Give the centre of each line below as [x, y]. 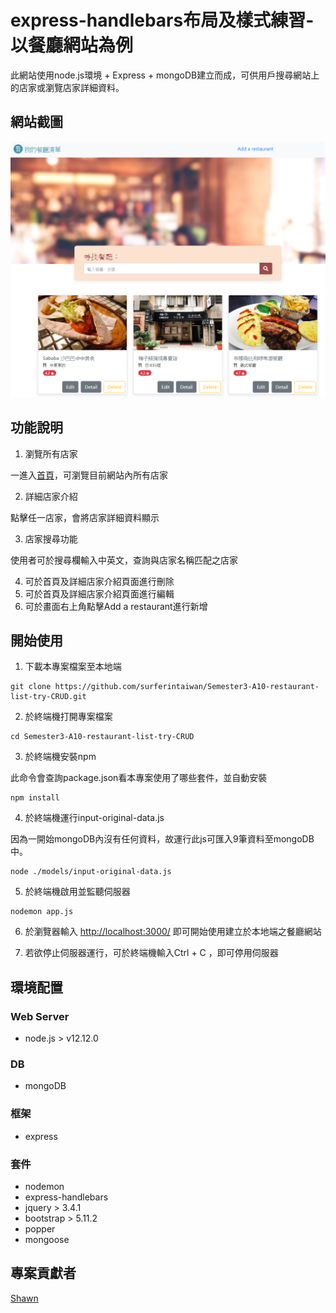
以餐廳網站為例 [72, 45]
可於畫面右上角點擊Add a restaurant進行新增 [116, 606]
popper [40, 1228]
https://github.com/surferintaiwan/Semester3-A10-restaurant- [187, 687]
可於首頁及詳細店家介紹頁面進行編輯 [99, 593]
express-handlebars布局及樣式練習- [162, 20]
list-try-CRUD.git [48, 697]
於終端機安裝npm [60, 757]
